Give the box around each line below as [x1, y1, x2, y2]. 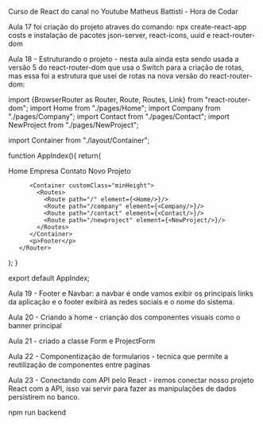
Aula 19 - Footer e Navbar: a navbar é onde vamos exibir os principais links [8, 289, 253, 298]
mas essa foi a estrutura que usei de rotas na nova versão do [8, 71, 208, 80]
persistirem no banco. [8, 392, 80, 401]
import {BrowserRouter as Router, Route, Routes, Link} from [8, 95, 203, 104]
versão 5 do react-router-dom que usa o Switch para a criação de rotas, [8, 63, 245, 72]
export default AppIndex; [8, 274, 90, 282]
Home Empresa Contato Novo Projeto [8, 167, 131, 175]
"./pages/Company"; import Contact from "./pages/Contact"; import [8, 112, 230, 121]
